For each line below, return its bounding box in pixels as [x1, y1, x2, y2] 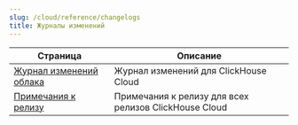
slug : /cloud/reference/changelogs [9, 12, 141, 22]
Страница [36, 50, 82, 62]
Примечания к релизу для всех [114, 90, 249, 102]
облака [13, 75, 44, 88]
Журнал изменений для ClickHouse [114, 64, 267, 76]
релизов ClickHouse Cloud [114, 101, 228, 113]
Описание [176, 50, 222, 62]
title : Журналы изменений [9, 21, 105, 30]
